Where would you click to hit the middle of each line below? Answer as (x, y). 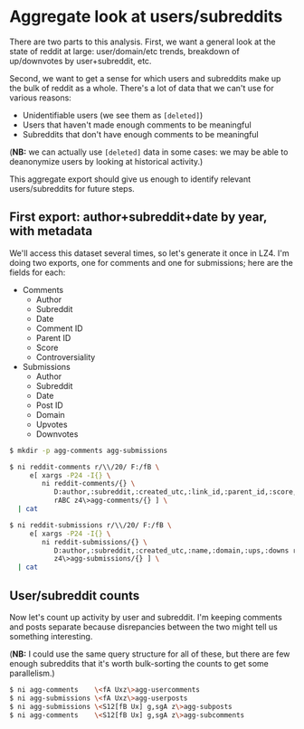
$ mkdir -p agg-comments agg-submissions (89, 450)
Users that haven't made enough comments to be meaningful (137, 125)
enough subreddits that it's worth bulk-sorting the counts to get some (139, 663)
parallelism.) (33, 673)
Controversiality (66, 357)
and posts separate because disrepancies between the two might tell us (143, 627)
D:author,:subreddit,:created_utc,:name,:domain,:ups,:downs (171, 550)
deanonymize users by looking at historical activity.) (106, 161)
